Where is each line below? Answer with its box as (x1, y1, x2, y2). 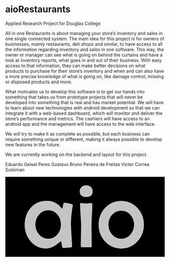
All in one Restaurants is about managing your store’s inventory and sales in (5, 30, 163, 36)
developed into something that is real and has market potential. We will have (5, 99, 164, 105)
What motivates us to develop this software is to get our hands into (5, 88, 145, 94)
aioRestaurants (5, 4, 71, 15)
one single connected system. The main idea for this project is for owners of (5, 36, 164, 42)
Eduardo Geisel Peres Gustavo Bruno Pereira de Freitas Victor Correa (5, 161, 150, 167)
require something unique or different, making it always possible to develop (5, 136, 162, 142)
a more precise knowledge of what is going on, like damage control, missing (5, 73, 164, 79)
